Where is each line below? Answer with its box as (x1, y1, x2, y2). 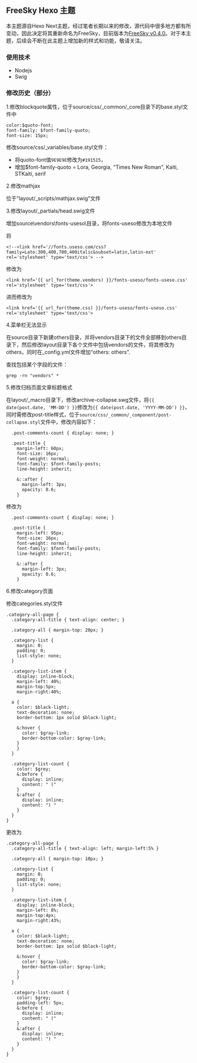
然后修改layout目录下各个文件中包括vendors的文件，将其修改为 (21, 341, 175, 348)
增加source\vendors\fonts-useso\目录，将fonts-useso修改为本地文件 (6, 220, 172, 227)
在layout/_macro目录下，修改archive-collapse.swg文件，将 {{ (6, 396, 155, 404)
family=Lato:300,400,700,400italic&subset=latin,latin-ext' (6, 249, 157, 255)
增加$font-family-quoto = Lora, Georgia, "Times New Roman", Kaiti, (14, 164, 178, 171)
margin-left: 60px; (16, 446, 65, 452)
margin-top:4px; (16, 912, 57, 919)
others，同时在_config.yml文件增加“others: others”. (6, 349, 131, 356)
